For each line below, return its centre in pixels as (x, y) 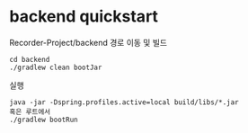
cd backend (30, 59)
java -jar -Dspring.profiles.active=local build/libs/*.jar (124, 102)
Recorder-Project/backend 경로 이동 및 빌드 (89, 42)
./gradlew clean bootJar (56, 67)
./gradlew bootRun (44, 120)
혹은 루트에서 (30, 111)
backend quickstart (84, 17)
